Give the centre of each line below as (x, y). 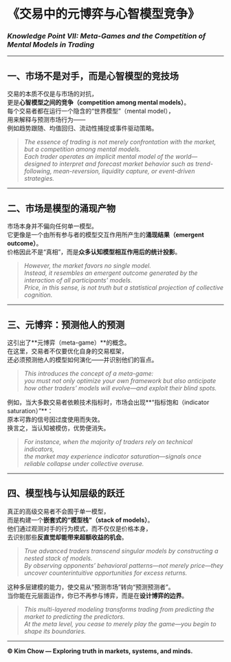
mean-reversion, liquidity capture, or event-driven (124, 171)
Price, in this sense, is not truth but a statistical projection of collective (123, 288)
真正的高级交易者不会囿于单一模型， (58, 511)
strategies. (39, 179)
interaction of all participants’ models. (78, 280)
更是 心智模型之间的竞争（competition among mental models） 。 (99, 102)
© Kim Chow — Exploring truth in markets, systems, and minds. (100, 651)
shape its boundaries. (55, 631)
